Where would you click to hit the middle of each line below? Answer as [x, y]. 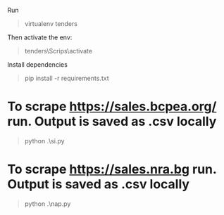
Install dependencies [38, 65]
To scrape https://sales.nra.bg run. [112, 170]
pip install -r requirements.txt [67, 78]
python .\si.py [44, 141]
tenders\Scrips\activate [58, 51]
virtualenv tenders [51, 24]
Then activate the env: [40, 37]
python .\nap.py [48, 204]
